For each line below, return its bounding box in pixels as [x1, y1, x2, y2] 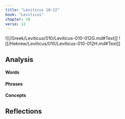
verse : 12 [5, 21, 26, 27]
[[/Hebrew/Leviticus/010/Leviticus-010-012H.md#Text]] [5, 41, 120, 47]
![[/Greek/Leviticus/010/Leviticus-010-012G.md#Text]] [5, 35, 118, 41]
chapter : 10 [5, 17, 30, 22]
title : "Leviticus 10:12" [5, 7, 59, 13]
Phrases [5, 81, 23, 87]
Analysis [5, 55, 34, 64]
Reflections [5, 107, 42, 115]
